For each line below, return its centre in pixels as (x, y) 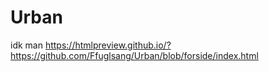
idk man (26, 45)
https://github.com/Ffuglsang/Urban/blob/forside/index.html (134, 55)
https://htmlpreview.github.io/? (108, 45)
